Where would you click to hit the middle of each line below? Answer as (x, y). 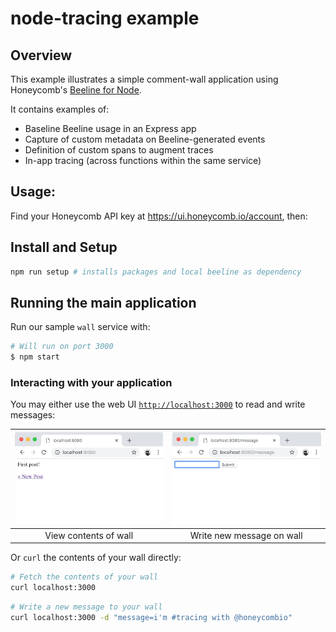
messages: (33, 415)
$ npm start (35, 357)
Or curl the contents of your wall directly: (96, 558)
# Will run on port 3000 (62, 347)
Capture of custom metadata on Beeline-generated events (145, 139)
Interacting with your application (91, 382)
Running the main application (103, 302)
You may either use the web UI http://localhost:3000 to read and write (158, 404)
